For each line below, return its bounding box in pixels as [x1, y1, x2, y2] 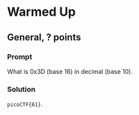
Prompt [7, 52, 33, 62]
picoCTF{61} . [7, 100, 43, 108]
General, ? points [7, 31, 81, 43]
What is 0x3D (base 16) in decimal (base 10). [7, 67, 133, 75]
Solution [7, 84, 36, 94]
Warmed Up [7, 4, 76, 20]
